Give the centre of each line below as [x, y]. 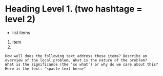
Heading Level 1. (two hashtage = [74, 9]
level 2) [20, 19]
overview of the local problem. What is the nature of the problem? [76, 60]
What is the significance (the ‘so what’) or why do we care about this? [82, 64]
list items [21, 32]
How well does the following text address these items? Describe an [76, 56]
